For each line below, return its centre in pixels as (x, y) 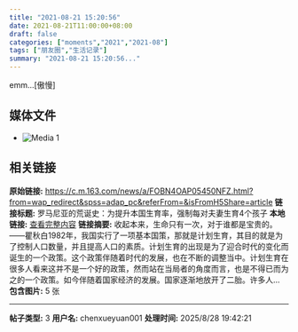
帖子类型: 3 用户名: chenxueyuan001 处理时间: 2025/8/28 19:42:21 (130, 318)
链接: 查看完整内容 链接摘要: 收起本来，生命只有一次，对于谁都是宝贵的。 (143, 224)
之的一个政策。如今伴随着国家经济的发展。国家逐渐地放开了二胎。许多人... (145, 280)
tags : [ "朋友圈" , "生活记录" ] (59, 51)
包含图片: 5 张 (35, 290)
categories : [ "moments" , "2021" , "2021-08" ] (89, 42)
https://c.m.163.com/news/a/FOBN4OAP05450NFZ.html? (149, 191)
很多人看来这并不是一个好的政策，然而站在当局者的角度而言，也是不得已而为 (149, 268)
